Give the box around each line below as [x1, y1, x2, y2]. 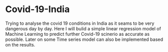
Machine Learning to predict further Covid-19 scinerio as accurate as [5, 31, 150, 37]
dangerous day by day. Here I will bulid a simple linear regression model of [5, 25, 161, 31]
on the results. [5, 41, 36, 47]
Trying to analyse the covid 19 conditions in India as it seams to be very [5, 20, 155, 26]
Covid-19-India [5, 4, 70, 15]
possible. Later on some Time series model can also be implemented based [5, 36, 163, 42]
